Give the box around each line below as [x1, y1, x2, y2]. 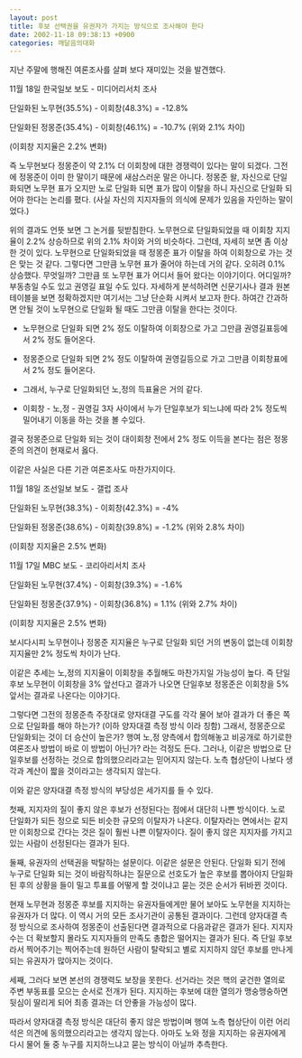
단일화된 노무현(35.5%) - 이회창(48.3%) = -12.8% [9, 103, 189, 114]
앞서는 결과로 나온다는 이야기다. [9, 690, 121, 701]
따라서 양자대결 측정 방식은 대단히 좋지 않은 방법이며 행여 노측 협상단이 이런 [9, 1016, 274, 1027]
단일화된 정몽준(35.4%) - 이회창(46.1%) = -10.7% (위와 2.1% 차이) [9, 122, 245, 133]
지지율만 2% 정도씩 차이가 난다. [9, 648, 121, 660]
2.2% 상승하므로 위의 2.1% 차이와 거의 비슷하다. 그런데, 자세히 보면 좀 [25, 236, 272, 247]
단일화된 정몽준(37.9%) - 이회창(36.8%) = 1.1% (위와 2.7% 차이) [9, 598, 238, 610]
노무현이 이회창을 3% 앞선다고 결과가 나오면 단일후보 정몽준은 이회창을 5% [25, 679, 289, 689]
